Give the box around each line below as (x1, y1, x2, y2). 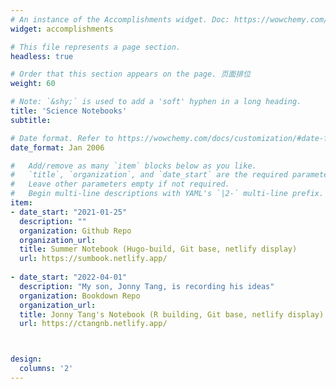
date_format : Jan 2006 (10, 142, 105, 153)
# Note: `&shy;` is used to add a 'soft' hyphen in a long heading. (10, 97, 302, 107)
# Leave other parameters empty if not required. (10, 179, 230, 190)
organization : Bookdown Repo (19, 291, 141, 301)
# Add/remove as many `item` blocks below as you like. (10, 161, 257, 171)
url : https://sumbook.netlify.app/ (19, 254, 168, 264)
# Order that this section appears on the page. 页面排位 (10, 69, 252, 80)
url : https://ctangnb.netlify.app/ (19, 319, 168, 329)
